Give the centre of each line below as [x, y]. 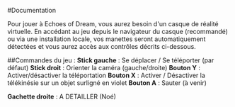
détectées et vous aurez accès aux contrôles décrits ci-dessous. [102, 46]
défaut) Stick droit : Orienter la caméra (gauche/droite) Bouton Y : [104, 68]
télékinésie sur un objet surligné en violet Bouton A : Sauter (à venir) [107, 83]
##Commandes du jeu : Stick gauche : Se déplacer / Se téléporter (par [111, 60]
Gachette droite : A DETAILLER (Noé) [62, 96]
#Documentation [32, 10]
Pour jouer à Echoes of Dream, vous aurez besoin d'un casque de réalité [113, 24]
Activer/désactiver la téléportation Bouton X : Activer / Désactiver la [106, 75]
